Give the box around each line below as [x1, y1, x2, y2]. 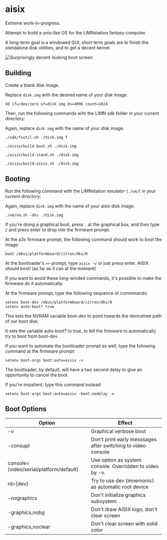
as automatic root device [91, 484, 149, 491]
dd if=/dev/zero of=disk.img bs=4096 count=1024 [5, 101, 108, 106]
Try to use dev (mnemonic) [91, 477, 155, 484]
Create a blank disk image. [5, 82, 60, 88]
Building [5, 69, 31, 77]
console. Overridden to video [91, 463, 159, 470]
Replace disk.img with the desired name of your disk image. [5, 91, 128, 98]
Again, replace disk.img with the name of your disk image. [5, 125, 125, 131]
